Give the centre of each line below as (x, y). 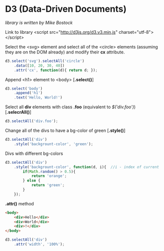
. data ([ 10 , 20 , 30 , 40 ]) (39, 65)
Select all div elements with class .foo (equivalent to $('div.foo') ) (70, 107)
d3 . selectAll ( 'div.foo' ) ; (31, 121)
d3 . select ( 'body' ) (24, 88)
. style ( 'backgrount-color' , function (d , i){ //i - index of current (87, 167)
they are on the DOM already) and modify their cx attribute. (65, 52)
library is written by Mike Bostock (39, 23)
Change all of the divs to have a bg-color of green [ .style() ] (65, 130)
